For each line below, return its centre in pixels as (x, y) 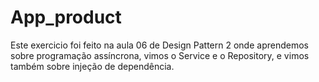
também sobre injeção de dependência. (92, 66)
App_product (66, 17)
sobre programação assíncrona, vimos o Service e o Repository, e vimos (160, 55)
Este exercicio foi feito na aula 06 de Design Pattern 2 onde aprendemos (159, 45)
